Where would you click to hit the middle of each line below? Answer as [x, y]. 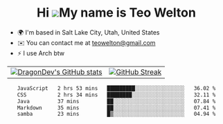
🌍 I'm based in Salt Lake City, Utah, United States [88, 32]
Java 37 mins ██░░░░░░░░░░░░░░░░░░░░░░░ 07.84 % [116, 101]
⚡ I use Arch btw [41, 53]
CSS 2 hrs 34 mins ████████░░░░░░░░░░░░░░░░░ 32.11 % [116, 95]
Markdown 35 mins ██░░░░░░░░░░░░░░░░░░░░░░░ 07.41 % [116, 108]
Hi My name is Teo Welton [116, 13]
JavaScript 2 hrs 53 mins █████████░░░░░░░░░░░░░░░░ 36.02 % [116, 88]
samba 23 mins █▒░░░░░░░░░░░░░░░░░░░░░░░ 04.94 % [116, 114]
